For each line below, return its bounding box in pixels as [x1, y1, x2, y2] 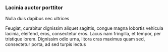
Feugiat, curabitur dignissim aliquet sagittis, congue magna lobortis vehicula [5, 25, 163, 31]
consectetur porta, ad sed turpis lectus [5, 41, 86, 47]
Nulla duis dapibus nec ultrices [5, 16, 70, 22]
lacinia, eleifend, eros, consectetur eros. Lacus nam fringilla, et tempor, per [5, 31, 161, 37]
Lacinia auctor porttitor [5, 4, 63, 11]
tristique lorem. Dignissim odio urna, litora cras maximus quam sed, [5, 36, 145, 42]
